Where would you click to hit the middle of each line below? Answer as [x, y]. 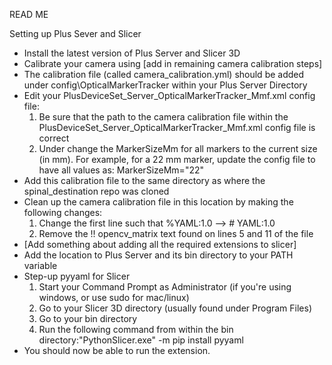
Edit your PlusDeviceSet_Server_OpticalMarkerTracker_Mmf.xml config [169, 95]
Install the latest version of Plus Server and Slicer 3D [132, 53]
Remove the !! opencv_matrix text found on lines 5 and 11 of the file [176, 233]
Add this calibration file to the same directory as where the [144, 180]
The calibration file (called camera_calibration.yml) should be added [164, 74]
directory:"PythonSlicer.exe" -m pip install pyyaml [141, 340]
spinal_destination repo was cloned [96, 191]
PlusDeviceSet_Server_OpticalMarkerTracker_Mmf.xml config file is [177, 127]
